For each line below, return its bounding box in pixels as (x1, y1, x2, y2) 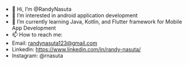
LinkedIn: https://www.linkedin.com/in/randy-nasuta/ (11, 46, 141, 53)
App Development (11, 24, 56, 31)
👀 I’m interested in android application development (11, 12, 138, 19)
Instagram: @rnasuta (11, 52, 63, 59)
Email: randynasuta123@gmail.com (11, 40, 98, 47)
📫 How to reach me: (11, 31, 63, 38)
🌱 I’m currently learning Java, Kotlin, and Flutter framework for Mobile (11, 18, 183, 25)
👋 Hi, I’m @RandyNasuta (11, 6, 72, 12)
